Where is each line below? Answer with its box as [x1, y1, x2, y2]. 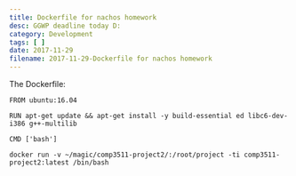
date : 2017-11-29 [9, 46, 74, 55]
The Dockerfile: [9, 79, 67, 89]
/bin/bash [72, 158, 109, 167]
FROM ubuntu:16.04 [9, 96, 77, 105]
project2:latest [9, 158, 69, 167]
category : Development [9, 29, 93, 38]
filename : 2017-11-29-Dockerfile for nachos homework [9, 54, 213, 63]
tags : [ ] [9, 37, 46, 47]
